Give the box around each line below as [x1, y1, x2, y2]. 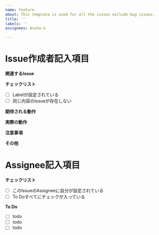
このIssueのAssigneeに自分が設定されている [12, 188, 104, 194]
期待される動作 [5, 109, 36, 115]
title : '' [5, 16, 26, 21]
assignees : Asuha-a [5, 26, 46, 31]
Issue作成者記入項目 [5, 53, 90, 65]
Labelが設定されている [12, 92, 59, 98]
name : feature [5, 7, 35, 12]
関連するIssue [5, 71, 34, 77]
